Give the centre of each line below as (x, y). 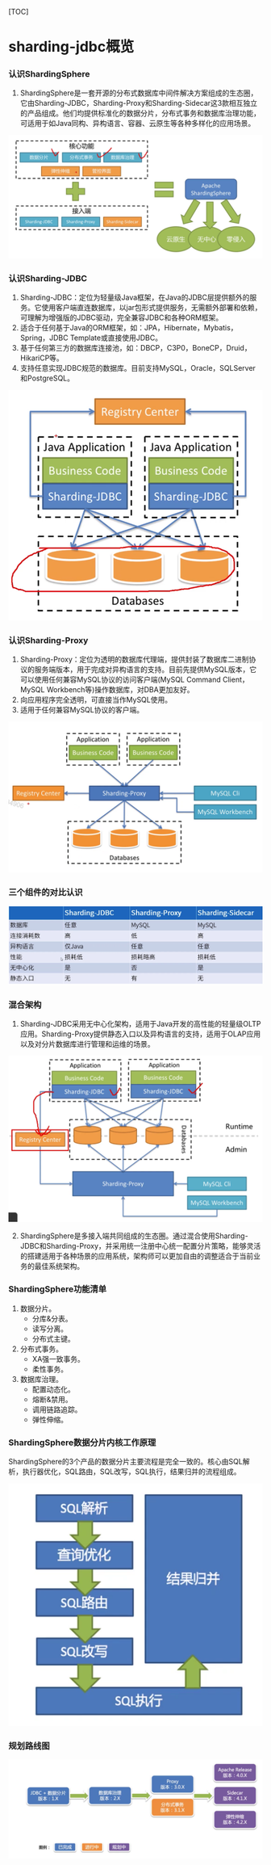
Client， (236, 680)
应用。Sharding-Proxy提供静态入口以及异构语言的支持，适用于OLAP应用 (140, 1034)
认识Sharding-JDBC (48, 278)
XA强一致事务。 (58, 1359)
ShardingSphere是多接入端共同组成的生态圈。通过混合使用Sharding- (134, 1236)
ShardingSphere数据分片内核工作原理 (82, 1443)
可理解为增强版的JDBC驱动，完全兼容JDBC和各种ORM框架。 (121, 317)
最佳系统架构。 (59, 1266)
